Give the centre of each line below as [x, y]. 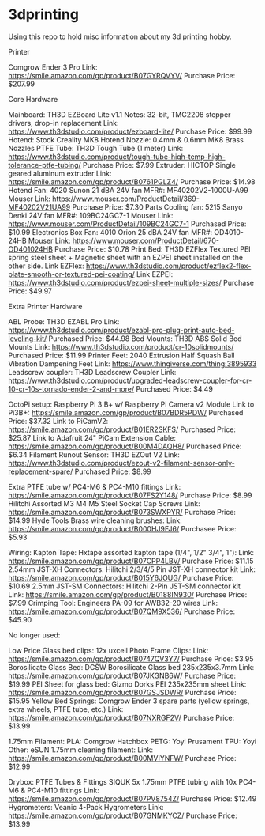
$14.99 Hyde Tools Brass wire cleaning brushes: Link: [95, 520]
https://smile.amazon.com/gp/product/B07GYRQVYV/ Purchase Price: [122, 75]
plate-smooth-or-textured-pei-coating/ [72, 274]
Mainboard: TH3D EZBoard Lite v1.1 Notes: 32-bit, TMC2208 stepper [119, 114]
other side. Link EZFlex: [46, 266]
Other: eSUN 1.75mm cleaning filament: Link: [81, 750]
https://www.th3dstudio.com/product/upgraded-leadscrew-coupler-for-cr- [130, 380]
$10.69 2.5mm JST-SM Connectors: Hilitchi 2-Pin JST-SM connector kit [124, 586]
